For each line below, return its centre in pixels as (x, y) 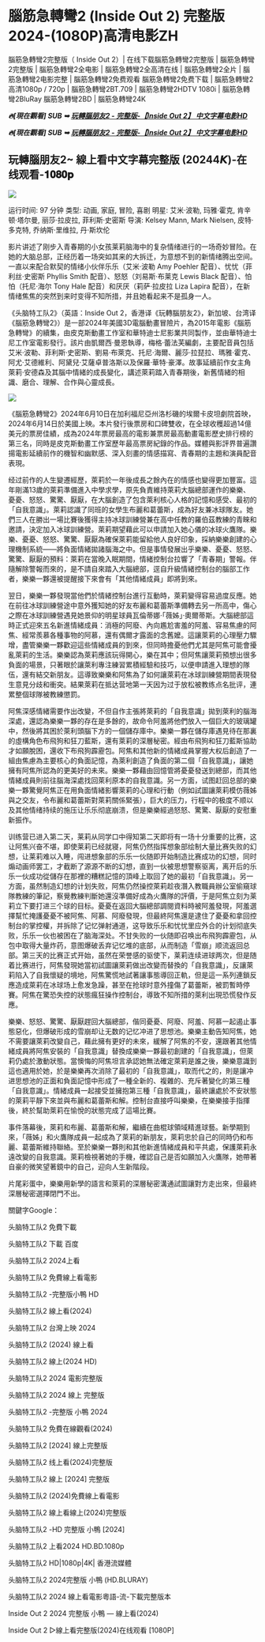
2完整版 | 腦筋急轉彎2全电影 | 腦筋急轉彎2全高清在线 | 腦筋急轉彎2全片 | (125, 69)
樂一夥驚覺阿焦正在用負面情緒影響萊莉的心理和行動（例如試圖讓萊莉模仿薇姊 (132, 790)
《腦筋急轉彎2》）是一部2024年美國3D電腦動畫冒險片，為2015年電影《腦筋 (130, 323)
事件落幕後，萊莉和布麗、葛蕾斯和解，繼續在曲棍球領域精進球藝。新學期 (125, 1127)
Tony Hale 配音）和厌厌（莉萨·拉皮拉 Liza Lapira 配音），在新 (152, 286)
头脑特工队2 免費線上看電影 (53, 1277)
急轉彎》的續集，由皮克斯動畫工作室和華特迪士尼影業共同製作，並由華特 (125, 332)
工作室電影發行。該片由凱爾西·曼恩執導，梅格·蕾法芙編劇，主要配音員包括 (134, 342)
